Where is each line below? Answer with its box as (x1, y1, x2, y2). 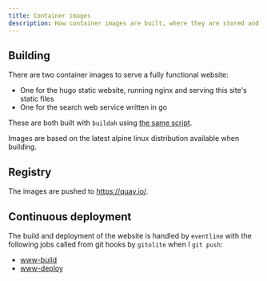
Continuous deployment (8, 210, 132, 223)
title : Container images (8, 11, 91, 20)
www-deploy (19, 263, 64, 273)
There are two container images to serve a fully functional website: (8, 70, 229, 80)
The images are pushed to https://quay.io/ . (8, 187, 149, 196)
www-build (19, 255, 58, 264)
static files (19, 94, 54, 104)
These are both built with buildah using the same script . (8, 118, 193, 128)
